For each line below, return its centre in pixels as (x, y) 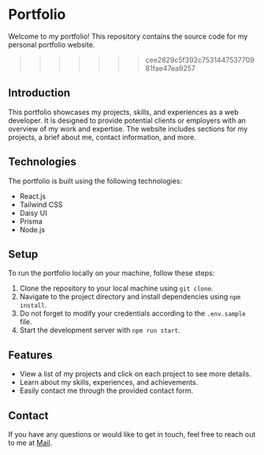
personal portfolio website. (52, 44)
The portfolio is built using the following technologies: (95, 181)
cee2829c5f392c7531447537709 (200, 60)
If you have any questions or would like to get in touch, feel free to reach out (132, 434)
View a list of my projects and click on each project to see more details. (136, 374)
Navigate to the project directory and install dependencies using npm (130, 297)
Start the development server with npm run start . (100, 330)
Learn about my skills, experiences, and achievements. (109, 383)
